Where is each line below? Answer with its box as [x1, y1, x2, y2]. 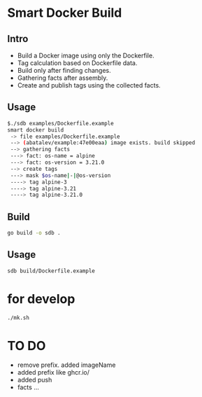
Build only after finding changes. [17, 67, 112, 74]
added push [17, 376, 52, 384]
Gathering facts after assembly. [17, 74, 108, 82]
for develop [7, 291, 75, 307]
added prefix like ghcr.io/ [17, 368, 89, 377]
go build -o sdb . [7, 230, 61, 237]
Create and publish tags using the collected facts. [17, 81, 161, 89]
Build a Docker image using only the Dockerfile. [17, 51, 155, 60]
